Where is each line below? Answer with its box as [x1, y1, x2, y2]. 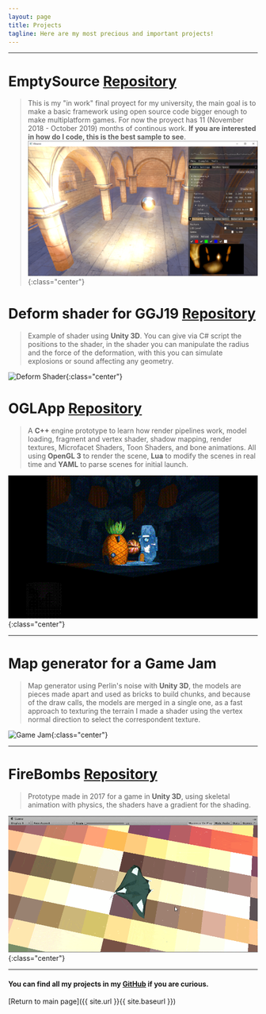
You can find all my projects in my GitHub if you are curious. [8, 979, 209, 989]
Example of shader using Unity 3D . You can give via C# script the [27, 331, 242, 341]
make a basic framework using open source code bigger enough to [27, 107, 248, 117]
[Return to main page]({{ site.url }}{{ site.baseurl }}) [8, 997, 177, 1006]
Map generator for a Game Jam [8, 655, 217, 673]
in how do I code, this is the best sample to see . [27, 132, 186, 142]
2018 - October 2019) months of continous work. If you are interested [27, 124, 256, 133]
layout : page [8, 13, 51, 21]
